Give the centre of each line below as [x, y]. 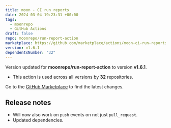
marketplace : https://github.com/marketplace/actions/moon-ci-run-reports [86, 43]
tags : [11, 19]
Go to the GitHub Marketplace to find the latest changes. [64, 86]
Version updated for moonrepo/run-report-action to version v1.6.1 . [76, 67]
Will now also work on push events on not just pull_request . [75, 115]
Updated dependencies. [38, 120]
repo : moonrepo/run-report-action [42, 39]
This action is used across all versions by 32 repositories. [73, 77]
